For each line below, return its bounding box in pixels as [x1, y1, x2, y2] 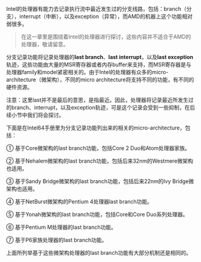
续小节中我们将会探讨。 [6, 111, 64, 119]
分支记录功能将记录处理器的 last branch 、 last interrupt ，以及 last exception [6, 54, 194, 60]
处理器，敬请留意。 [20, 41, 69, 48]
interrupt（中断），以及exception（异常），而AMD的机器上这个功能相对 [19, 13, 193, 20]
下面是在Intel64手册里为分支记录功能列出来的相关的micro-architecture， [6, 124, 185, 131]
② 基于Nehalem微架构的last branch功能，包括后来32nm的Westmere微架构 [6, 157, 194, 164]
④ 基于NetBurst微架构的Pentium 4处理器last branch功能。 [6, 198, 153, 205]
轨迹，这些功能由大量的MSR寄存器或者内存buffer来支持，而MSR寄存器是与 [6, 61, 191, 68]
